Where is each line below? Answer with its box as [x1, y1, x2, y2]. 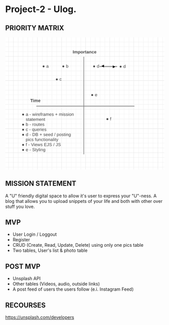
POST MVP [5, 262, 41, 270]
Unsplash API [12, 276, 41, 282]
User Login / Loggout [12, 231, 57, 238]
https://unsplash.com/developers [5, 314, 75, 320]
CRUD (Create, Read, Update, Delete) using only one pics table [12, 242, 144, 248]
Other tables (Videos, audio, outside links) [12, 281, 100, 287]
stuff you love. [5, 203, 35, 209]
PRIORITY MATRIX [5, 24, 65, 32]
